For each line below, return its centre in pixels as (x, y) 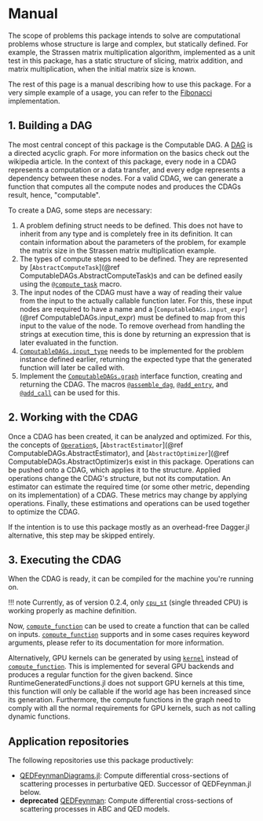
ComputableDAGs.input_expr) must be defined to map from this (142, 317)
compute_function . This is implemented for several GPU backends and (121, 667)
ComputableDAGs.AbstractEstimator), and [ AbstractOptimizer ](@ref (119, 453)
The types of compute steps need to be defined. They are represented (134, 259)
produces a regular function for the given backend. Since (100, 675)
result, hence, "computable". (54, 194)
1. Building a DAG (50, 126)
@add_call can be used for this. (69, 392)
